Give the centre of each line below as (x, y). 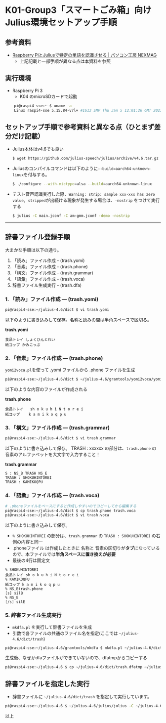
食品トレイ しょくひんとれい (30, 340)
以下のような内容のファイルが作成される (46, 389)
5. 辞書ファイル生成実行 (33, 615)
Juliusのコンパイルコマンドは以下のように (55, 169)
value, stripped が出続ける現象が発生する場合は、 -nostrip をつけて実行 (86, 200)
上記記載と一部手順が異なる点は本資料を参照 (65, 61)
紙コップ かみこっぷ (23, 345)
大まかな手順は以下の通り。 (33, 250)
